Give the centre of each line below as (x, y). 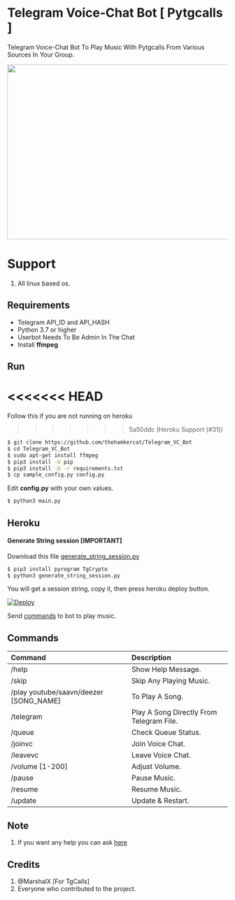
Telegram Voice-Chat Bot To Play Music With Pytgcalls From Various (106, 47)
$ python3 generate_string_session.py (64, 575)
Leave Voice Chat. (161, 755)
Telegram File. (155, 721)
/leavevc (25, 755)
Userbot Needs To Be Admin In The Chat (76, 337)
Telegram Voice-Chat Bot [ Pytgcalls (115, 13)
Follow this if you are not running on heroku (70, 416)
